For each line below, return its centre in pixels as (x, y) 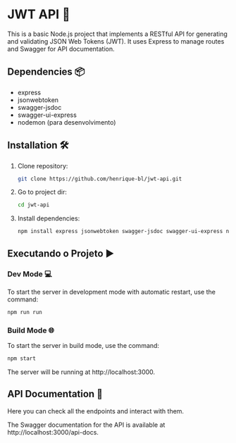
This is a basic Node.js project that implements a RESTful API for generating (117, 34)
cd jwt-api (33, 205)
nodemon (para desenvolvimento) (67, 122)
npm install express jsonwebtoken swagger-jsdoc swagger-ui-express (120, 232)
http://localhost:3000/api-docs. (53, 432)
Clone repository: (43, 166)
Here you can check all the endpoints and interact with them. (96, 411)
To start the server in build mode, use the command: (83, 346)
